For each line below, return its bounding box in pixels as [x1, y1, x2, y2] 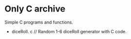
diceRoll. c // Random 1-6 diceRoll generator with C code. [11, 28, 127, 34]
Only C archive [4, 3, 66, 14]
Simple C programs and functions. [4, 19, 74, 25]
